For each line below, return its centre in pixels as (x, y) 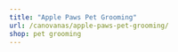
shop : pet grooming (45, 33)
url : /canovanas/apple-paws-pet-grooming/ (89, 26)
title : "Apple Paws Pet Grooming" (73, 17)
